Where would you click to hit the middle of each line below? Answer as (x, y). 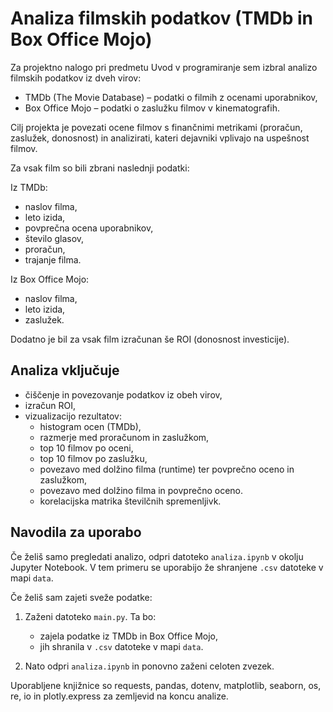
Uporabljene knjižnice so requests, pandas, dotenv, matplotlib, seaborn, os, (166, 685)
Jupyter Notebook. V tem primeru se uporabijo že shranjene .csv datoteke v (167, 567)
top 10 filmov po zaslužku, (93, 458)
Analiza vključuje (65, 370)
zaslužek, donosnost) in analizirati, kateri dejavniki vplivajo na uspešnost (160, 138)
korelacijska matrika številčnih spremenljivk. (130, 501)
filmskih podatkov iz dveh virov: (76, 78)
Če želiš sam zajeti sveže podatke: (81, 597)
